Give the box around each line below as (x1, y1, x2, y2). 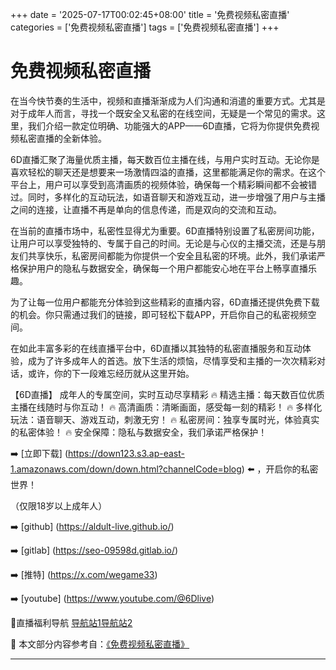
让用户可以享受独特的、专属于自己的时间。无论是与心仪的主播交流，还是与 (10, 237, 317, 249)
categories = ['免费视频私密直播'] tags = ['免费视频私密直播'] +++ (10, 21, 280, 33)
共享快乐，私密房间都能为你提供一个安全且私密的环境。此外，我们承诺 (27, 249, 317, 262)
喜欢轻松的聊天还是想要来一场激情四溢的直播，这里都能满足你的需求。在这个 (10, 166, 326, 178)
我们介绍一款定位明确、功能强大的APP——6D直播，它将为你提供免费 (27, 119, 312, 132)
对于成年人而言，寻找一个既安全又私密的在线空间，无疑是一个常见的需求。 (10, 107, 317, 119)
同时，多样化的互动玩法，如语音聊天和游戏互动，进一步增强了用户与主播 (27, 191, 326, 203)
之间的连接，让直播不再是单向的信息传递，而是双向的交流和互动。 (10, 203, 282, 215)
